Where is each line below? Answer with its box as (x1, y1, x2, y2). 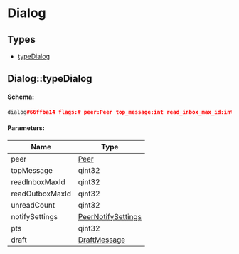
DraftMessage (78, 235, 126, 245)
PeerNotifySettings (78, 211, 142, 221)
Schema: (7, 92, 35, 101)
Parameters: (7, 124, 45, 132)
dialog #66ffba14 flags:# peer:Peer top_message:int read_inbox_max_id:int (7, 108, 234, 115)
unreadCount (11, 200, 55, 210)
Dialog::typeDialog (7, 73, 92, 85)
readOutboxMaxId (11, 189, 71, 199)
